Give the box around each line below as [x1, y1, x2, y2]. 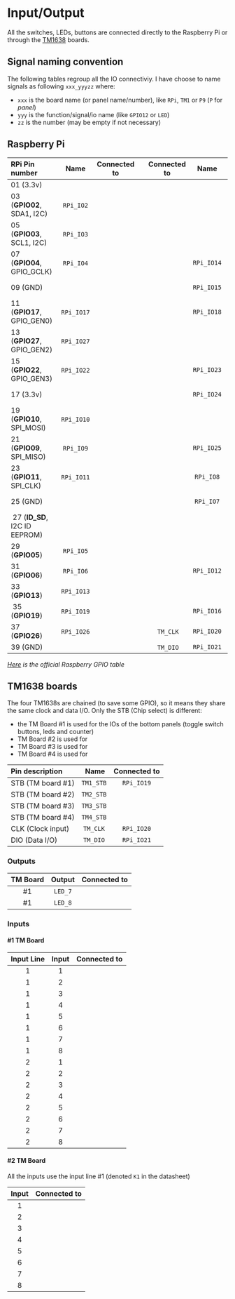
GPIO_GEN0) [10, 316, 52, 326]
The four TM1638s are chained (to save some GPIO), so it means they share [7, 699, 226, 707]
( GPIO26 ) [10, 630, 43, 640]
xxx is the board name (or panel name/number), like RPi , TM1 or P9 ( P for [17, 95, 222, 104]
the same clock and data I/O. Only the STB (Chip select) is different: [7, 707, 203, 715]
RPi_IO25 [192, 444, 222, 452]
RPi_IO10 [61, 415, 90, 423]
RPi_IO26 [61, 627, 90, 636]
